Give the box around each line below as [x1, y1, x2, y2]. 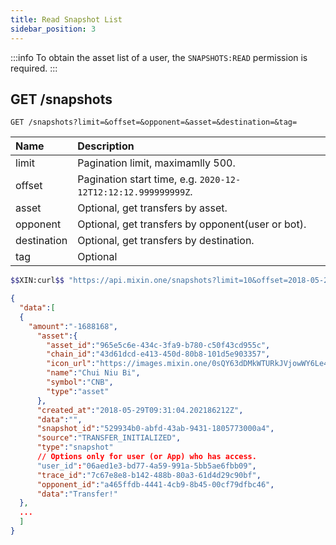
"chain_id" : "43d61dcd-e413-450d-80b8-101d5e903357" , [46, 349, 271, 360]
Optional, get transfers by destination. [77, 234, 255, 248]
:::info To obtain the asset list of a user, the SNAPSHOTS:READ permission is [10, 51, 308, 63]
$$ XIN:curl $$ [10, 276, 65, 286]
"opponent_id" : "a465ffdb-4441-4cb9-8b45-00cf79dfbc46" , [36, 479, 275, 490]
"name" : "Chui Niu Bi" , [46, 368, 141, 378]
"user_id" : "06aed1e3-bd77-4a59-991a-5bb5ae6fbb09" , [36, 461, 257, 471]
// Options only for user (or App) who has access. [36, 452, 257, 462]
